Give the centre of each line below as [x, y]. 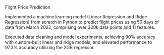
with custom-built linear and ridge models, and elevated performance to [79, 42]
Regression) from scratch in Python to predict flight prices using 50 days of [82, 22]
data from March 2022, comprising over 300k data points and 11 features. [80, 27]
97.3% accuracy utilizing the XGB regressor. [50, 47]
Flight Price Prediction [28, 7]
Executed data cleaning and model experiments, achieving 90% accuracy [80, 37]
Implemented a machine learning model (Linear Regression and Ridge [76, 17]
